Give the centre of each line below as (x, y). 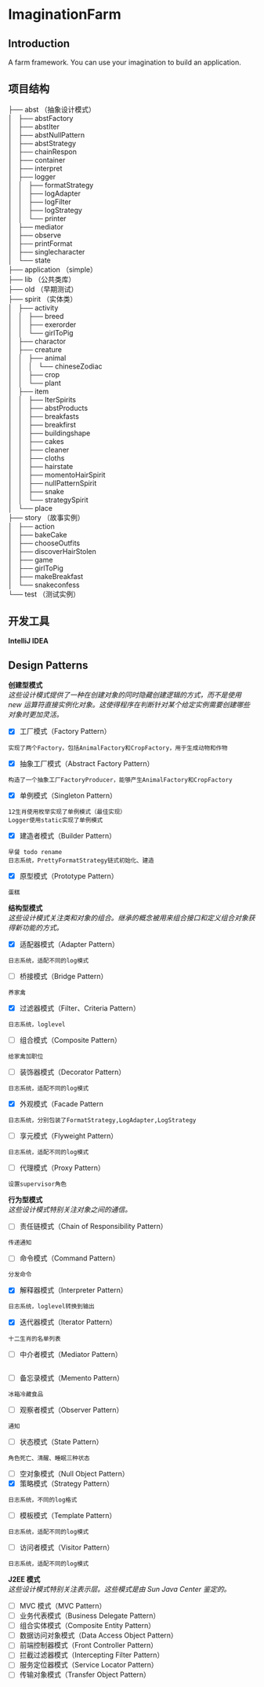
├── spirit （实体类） (43, 299)
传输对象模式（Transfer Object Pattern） (85, 1674)
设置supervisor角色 (38, 1184)
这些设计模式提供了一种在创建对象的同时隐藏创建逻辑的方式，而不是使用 (125, 695)
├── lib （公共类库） (42, 279)
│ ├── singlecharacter (47, 251)
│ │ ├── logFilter (40, 201)
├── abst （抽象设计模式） (52, 109)
